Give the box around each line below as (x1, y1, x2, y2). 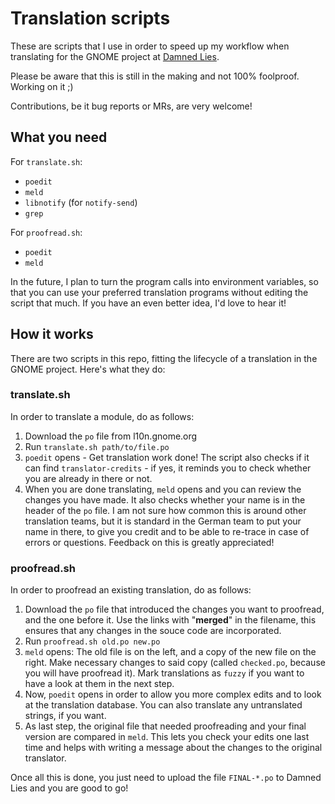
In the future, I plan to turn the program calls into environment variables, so (10, 275, 319, 287)
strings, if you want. (24, 710, 107, 722)
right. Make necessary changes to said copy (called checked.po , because (24, 657, 326, 669)
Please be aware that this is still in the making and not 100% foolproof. (10, 70, 300, 82)
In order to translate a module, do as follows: (10, 410, 195, 422)
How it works (10, 326, 94, 343)
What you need (10, 129, 108, 146)
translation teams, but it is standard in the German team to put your (24, 515, 302, 527)
